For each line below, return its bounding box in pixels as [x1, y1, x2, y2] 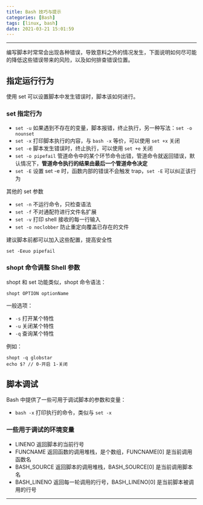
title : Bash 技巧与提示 [6, 8, 62, 15]
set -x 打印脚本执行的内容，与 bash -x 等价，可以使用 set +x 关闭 [14, 137, 180, 145]
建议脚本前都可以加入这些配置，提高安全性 [6, 236, 112, 244]
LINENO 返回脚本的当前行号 [14, 440, 85, 448]
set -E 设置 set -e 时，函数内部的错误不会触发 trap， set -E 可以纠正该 [14, 168, 192, 175]
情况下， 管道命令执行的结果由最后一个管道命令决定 [20, 160, 148, 167]
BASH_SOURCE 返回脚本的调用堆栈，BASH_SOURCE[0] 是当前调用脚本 [14, 463, 193, 471]
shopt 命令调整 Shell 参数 [6, 264, 80, 272]
